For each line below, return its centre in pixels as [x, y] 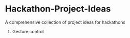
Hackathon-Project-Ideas [58, 9]
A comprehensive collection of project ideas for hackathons [65, 22]
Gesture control [28, 31]
